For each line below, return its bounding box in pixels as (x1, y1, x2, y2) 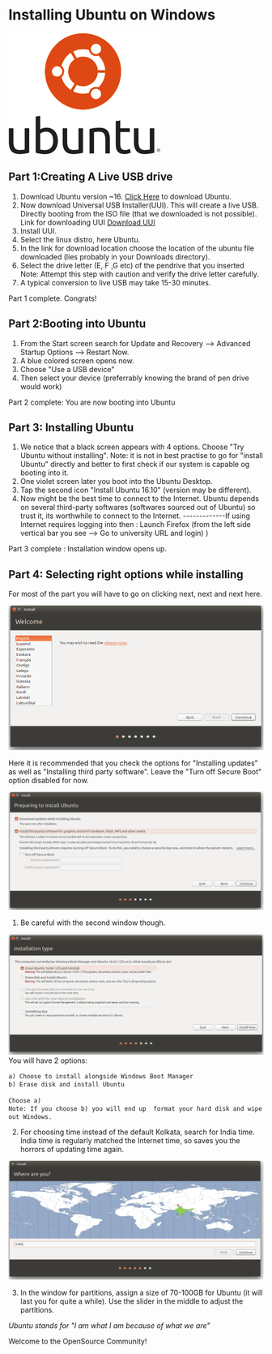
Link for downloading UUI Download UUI (19, 217, 155, 227)
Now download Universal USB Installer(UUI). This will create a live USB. (19, 200, 259, 210)
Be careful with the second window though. (19, 918, 166, 928)
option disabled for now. (8, 775, 89, 785)
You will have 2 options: (8, 1056, 87, 1065)
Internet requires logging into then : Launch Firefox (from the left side (19, 520, 251, 529)
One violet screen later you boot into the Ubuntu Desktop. (19, 477, 213, 486)
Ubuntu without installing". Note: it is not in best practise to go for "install (19, 451, 263, 461)
